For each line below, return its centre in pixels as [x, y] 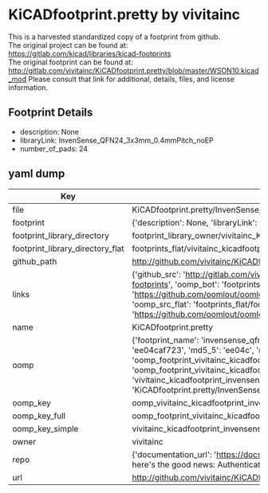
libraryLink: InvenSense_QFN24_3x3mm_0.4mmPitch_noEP [116, 140]
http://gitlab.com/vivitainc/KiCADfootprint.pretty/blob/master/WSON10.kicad [134, 70]
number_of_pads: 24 [54, 148]
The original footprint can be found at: [71, 62]
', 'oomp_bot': [194, 284]
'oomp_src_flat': [161, 304]
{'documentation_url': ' [174, 454]
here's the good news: [173, 464]
